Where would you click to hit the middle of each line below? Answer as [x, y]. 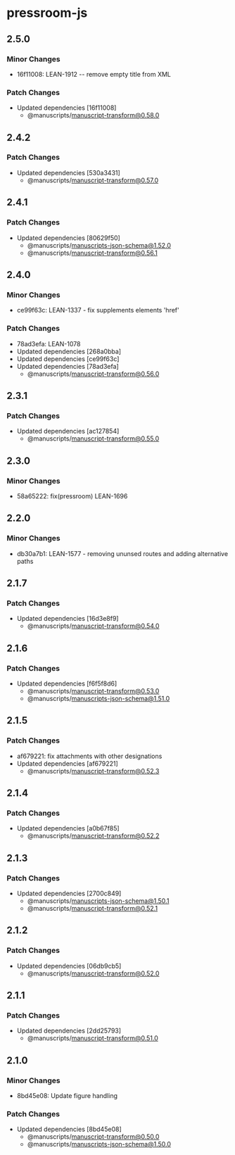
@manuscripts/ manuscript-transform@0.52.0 [93, 973]
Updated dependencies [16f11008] [66, 108]
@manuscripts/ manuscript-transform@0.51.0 [93, 1038]
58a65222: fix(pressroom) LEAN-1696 [72, 496]
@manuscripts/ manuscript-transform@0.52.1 [93, 909]
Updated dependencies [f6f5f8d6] [67, 683]
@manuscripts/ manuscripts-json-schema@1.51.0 [99, 698]
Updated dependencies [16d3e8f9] [68, 619]
